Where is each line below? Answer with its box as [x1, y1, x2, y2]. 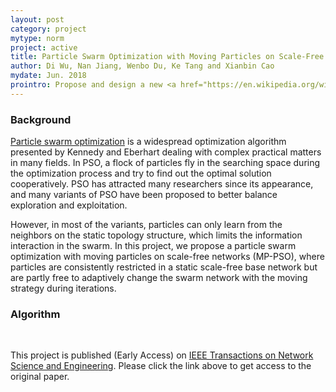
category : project [10, 24, 87, 34]
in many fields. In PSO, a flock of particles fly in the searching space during [10, 157, 321, 169]
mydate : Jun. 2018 [10, 71, 87, 81]
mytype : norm [10, 33, 65, 43]
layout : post [10, 14, 65, 25]
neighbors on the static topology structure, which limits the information [10, 229, 303, 241]
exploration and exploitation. [10, 199, 128, 211]
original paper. [10, 371, 70, 383]
